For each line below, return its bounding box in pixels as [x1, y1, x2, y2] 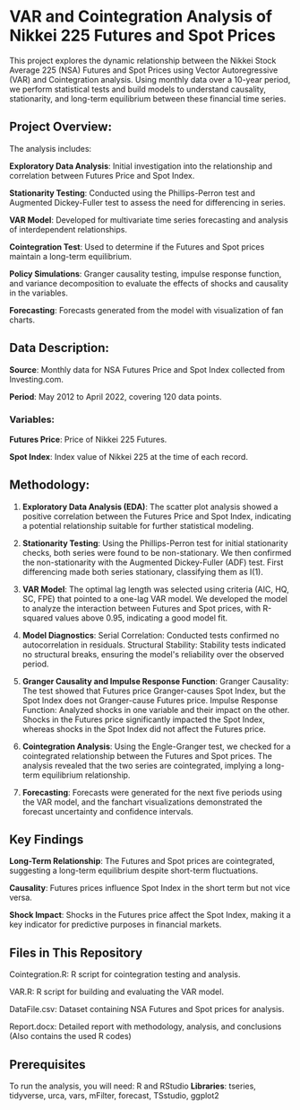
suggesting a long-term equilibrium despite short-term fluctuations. [9, 865, 259, 877]
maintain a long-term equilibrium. [9, 251, 133, 261]
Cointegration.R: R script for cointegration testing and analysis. [9, 969, 241, 980]
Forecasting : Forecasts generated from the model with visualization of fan [9, 304, 284, 315]
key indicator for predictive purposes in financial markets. [9, 919, 222, 930]
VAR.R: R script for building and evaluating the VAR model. [9, 986, 224, 998]
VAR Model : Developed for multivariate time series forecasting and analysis [9, 214, 288, 225]
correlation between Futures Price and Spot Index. [9, 170, 195, 181]
